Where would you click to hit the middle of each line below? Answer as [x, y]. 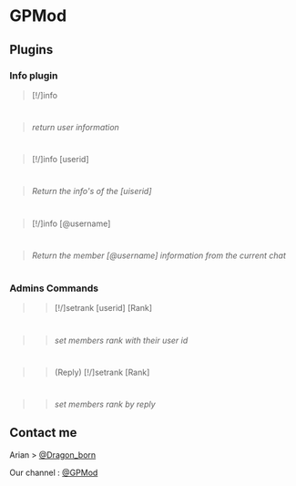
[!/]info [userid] [60, 160]
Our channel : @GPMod [54, 472]
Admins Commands [54, 288]
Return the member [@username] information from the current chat [159, 255]
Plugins [31, 50]
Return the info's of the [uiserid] [92, 191]
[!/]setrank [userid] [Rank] [103, 308]
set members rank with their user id [121, 340]
